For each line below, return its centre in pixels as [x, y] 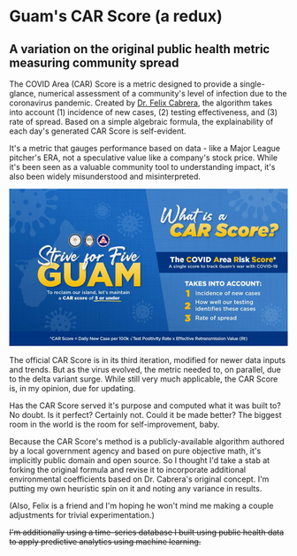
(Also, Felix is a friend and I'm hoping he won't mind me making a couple [141, 506]
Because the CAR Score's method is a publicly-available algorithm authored [147, 441]
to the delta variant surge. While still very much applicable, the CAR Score [144, 379]
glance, [23, 93]
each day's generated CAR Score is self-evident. [98, 131]
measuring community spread [94, 62]
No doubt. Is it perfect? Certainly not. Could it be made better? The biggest [145, 414]
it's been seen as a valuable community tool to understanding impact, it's [142, 167]
